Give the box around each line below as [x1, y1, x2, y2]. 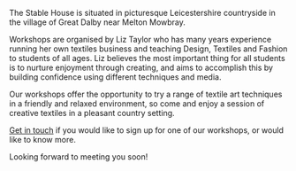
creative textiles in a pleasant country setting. [9, 108, 175, 118]
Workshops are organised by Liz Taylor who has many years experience [9, 35, 272, 44]
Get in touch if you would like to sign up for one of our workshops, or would [9, 125, 285, 136]
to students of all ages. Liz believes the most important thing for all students [9, 53, 285, 63]
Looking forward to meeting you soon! [9, 152, 148, 162]
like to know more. [9, 135, 77, 144]
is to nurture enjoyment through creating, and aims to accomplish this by [9, 62, 274, 73]
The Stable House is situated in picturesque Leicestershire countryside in [9, 8, 276, 18]
